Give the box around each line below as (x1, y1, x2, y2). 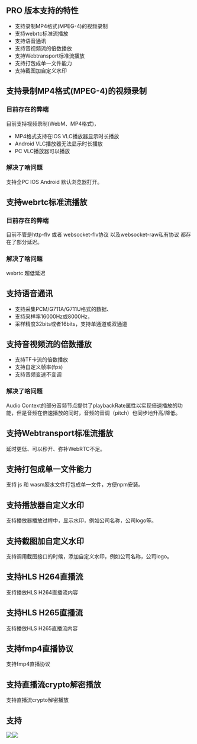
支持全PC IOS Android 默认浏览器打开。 (6, 178, 103, 185)
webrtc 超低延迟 (6, 269, 46, 276)
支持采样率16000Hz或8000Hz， (14, 313, 93, 320)
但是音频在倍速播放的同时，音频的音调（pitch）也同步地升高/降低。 (16, 409, 181, 416)
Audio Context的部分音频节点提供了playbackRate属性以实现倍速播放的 (6, 402, 178, 409)
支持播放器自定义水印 (6, 500, 84, 510)
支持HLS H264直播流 (6, 572, 84, 582)
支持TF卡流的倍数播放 (14, 356, 69, 363)
